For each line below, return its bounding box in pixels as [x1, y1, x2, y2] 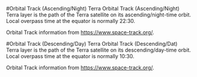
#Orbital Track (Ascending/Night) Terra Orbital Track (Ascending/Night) [6, 5, 180, 12]
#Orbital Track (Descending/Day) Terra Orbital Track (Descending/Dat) [6, 41, 178, 47]
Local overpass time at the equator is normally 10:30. [6, 53, 135, 59]
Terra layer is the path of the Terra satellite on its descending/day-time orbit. [6, 46, 191, 53]
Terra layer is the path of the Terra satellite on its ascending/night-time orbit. [6, 11, 191, 18]
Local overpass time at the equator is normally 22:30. [6, 18, 135, 24]
